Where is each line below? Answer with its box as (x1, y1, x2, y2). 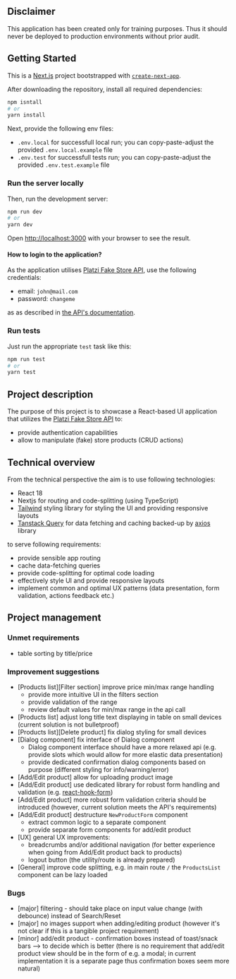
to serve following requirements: (7, 540, 101, 549)
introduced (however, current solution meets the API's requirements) (17, 802, 217, 811)
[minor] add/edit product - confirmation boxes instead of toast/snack (17, 934, 218, 943)
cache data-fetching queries (17, 561, 101, 570)
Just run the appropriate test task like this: (7, 342, 132, 351)
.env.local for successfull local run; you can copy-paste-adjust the (17, 138, 214, 147)
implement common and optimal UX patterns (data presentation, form (17, 583, 220, 592)
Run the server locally (7, 178, 85, 188)
